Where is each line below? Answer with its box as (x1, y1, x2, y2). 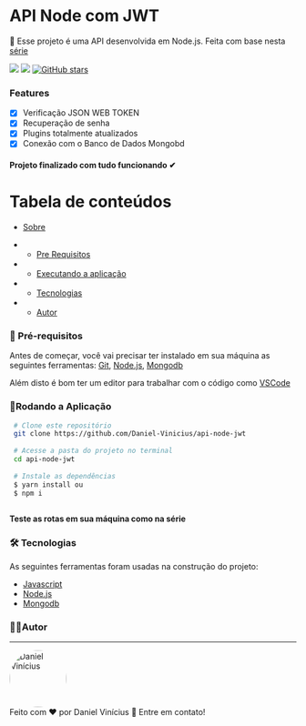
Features (9, 86, 50, 99)
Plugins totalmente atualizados (22, 128, 138, 139)
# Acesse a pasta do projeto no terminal (13, 447, 173, 456)
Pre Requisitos (36, 249, 91, 260)
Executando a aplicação (36, 268, 127, 279)
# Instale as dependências (13, 471, 117, 480)
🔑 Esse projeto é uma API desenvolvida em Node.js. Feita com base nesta (9, 35, 286, 46)
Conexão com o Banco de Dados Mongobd (22, 138, 185, 149)
